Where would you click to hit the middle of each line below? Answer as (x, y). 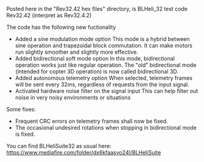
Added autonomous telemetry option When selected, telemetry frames (104, 78)
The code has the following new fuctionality (61, 27)
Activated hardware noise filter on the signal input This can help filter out (107, 91)
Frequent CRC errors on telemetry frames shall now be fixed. (92, 121)
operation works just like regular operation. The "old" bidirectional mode (106, 65)
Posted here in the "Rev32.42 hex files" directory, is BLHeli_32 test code (97, 9)
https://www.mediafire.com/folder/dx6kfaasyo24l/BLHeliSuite (84, 153)
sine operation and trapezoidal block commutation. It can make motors (104, 46)
